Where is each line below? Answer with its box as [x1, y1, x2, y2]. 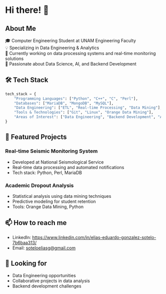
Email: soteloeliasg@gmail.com [12, 245, 76, 251]
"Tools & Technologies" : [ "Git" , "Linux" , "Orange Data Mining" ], [14, 110, 154, 115]
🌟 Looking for [5, 259, 47, 268]
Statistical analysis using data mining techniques [12, 193, 112, 199]
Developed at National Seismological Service [12, 159, 104, 165]
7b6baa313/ [12, 239, 37, 245]
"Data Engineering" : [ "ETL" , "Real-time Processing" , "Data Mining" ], [14, 105, 163, 111]
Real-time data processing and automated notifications [12, 164, 124, 170]
